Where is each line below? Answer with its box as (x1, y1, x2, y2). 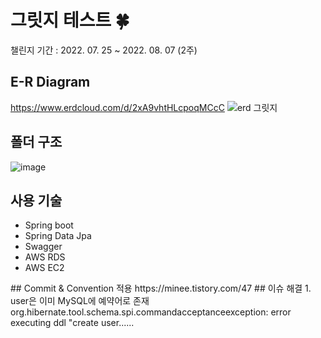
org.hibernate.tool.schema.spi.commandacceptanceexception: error (10, 306, 292, 318)
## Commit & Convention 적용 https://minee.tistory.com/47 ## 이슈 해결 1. (10, 282, 312, 295)
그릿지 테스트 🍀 (10, 9, 130, 32)
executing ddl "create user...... (10, 317, 135, 329)
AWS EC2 (24, 262, 65, 274)
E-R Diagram (10, 74, 91, 91)
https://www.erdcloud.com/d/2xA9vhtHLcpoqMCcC (10, 101, 225, 113)
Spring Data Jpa (24, 230, 92, 242)
